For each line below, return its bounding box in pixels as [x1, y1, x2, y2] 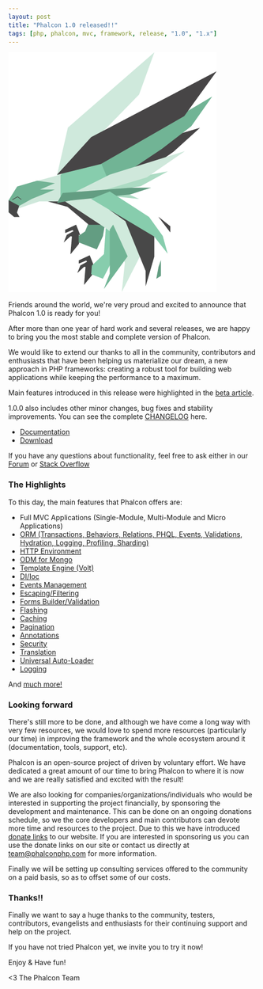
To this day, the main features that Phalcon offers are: [8, 497, 183, 507]
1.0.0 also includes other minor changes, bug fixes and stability [8, 404, 213, 413]
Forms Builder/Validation [19, 596, 100, 606]
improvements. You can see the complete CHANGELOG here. [8, 412, 208, 421]
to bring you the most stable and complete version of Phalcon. [8, 333, 211, 342]
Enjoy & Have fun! [8, 958, 66, 968]
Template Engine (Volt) [19, 563, 95, 572]
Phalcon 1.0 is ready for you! [8, 309, 101, 318]
